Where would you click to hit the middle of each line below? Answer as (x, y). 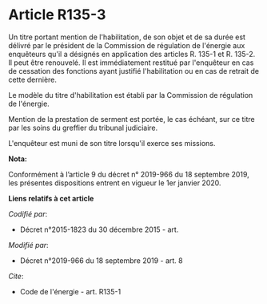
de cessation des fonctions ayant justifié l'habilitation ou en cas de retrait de (134, 71)
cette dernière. (33, 79)
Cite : (16, 276)
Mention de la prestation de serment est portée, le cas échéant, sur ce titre (132, 119)
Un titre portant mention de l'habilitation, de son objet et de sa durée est (127, 37)
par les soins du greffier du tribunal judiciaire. (83, 128)
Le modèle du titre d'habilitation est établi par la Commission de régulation (131, 95)
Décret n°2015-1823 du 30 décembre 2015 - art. (99, 229)
